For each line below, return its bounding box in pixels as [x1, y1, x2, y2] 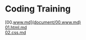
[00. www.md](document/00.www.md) [5, 19, 81, 25]
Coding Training [5, 3, 71, 14]
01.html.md [5, 24, 27, 30]
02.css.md [5, 29, 27, 35]
